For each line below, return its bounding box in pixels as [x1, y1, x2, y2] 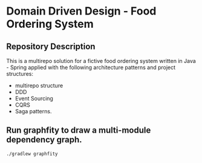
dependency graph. [6, 135, 83, 145]
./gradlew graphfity [6, 150, 59, 157]
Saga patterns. [15, 108, 52, 115]
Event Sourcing [15, 95, 53, 102]
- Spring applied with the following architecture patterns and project [6, 64, 176, 71]
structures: [6, 70, 33, 77]
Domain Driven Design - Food [6, 4, 157, 18]
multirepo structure [15, 82, 64, 89]
